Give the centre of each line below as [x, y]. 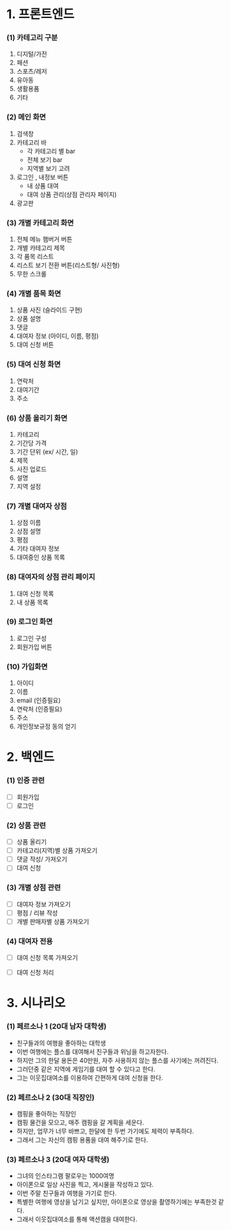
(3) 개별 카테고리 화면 [40, 223]
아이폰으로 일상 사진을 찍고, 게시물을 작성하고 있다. [85, 1185]
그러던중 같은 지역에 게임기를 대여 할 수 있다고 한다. [86, 1069]
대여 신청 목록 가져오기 [47, 958]
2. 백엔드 [31, 757]
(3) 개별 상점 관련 [34, 888]
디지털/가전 [32, 54]
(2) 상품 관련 [26, 825]
